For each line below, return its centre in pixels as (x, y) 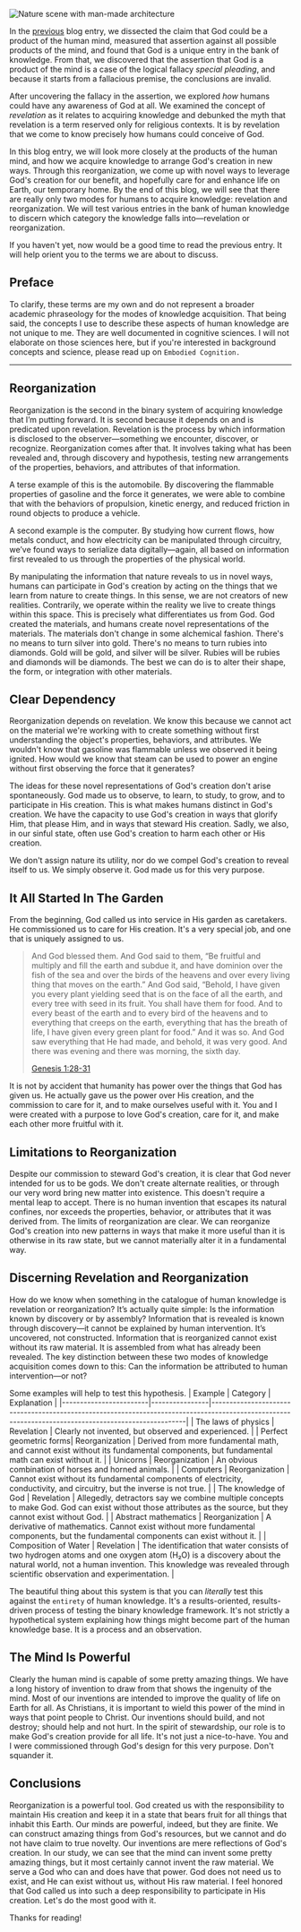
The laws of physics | (235, 1421)
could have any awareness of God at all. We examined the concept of (138, 106)
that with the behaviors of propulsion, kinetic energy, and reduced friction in (150, 503)
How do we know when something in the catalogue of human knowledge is (148, 1300)
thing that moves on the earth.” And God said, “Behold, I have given (155, 984)
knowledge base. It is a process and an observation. (106, 1629)
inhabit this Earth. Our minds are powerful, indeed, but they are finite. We (144, 1824)
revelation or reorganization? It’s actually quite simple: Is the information (142, 1309)
